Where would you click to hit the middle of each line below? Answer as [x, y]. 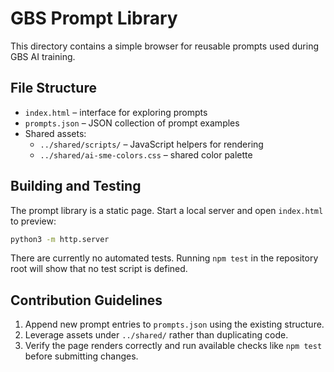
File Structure [53, 88]
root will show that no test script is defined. [99, 269]
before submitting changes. [81, 356]
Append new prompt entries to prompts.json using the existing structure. [174, 324]
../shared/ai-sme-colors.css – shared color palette [146, 154]
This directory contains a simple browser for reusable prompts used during [164, 46]
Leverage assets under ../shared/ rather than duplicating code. [156, 335]
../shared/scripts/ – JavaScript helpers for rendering [151, 144]
